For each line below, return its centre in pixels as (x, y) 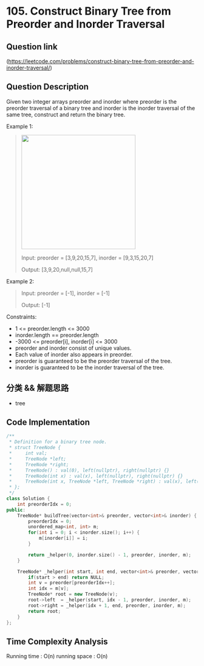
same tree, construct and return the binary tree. (66, 115)
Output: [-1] (36, 305)
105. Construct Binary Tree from (89, 11)
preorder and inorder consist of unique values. (73, 348)
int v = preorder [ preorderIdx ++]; (72, 583)
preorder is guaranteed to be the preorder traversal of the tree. (93, 361)
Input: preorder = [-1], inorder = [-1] (66, 293)
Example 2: (20, 281)
